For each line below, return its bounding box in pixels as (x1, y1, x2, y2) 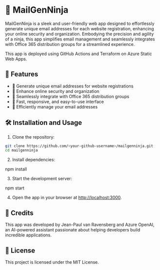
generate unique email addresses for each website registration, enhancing (5, 25, 154, 31)
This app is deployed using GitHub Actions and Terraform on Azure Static (5, 51, 152, 57)
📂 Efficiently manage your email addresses (12, 104, 98, 109)
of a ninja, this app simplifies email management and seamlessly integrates (5, 36, 155, 42)
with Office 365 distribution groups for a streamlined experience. (5, 41, 135, 47)
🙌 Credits (5, 208, 34, 217)
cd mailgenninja (5, 148, 38, 153)
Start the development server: (12, 176, 72, 182)
